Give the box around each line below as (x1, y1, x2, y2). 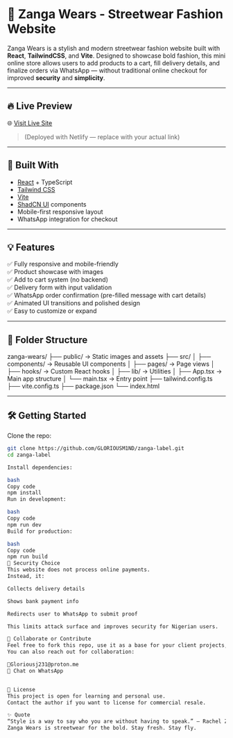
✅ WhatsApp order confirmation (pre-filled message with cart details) (7, 291, 207, 300)
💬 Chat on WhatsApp (7, 667, 64, 674)
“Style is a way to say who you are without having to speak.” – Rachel (7, 718, 222, 725)
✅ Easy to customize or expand (7, 307, 97, 315)
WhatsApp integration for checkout (17, 215, 118, 223)
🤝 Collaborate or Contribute (7, 636, 92, 643)
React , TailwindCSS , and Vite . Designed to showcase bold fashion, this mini (7, 51, 226, 60)
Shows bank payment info (7, 597, 79, 604)
